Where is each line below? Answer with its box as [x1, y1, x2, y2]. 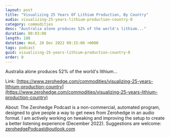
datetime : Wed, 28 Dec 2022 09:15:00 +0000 [5, 41, 99, 46]
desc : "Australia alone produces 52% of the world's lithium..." [5, 26, 146, 31]
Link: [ [5, 78, 19, 84]
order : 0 [5, 54, 24, 60]
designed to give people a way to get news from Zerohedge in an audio [5, 110, 155, 116]
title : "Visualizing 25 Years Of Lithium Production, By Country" [5, 12, 149, 17]
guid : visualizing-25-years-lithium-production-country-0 [5, 50, 130, 55]
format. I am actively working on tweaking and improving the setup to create [5, 115, 165, 121]
